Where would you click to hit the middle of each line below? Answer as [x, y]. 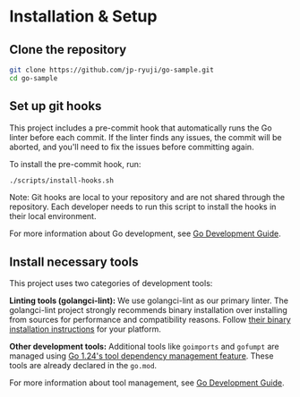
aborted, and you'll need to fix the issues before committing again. [132, 147]
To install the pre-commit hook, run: [75, 164]
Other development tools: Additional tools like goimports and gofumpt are [144, 347]
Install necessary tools [74, 262]
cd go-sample [34, 78]
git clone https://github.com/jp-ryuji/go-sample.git [112, 70]
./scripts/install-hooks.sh [62, 181]
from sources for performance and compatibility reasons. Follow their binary [150, 320]
